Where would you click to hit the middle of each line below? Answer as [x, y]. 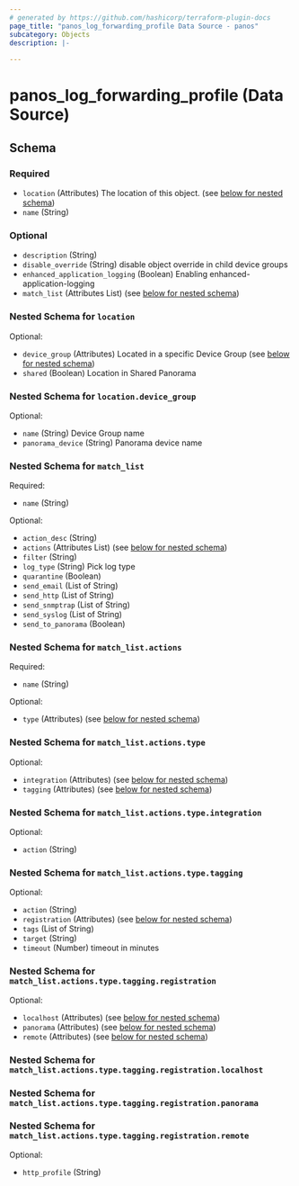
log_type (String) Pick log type [79, 567]
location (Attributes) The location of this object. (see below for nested [153, 193]
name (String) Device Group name [84, 433]
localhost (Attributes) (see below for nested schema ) [121, 1017]
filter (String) [50, 557]
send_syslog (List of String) [72, 615]
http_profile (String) [62, 1172]
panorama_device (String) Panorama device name [112, 443]
